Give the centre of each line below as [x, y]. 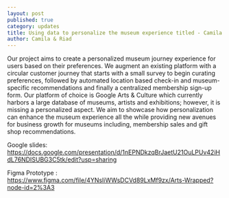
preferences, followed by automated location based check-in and [99, 80]
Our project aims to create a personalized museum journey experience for [111, 58]
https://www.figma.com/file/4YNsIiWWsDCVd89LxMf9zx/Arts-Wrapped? [110, 180]
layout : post [26, 13]
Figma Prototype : [32, 173]
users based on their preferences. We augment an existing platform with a [112, 66]
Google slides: [27, 145]
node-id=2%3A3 [31, 188]
